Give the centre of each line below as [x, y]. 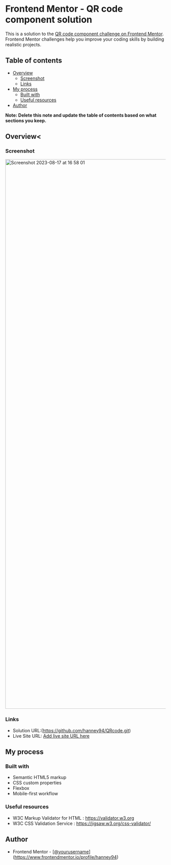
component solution [49, 20]
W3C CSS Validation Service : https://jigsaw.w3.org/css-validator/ [82, 823]
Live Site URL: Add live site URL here [51, 736]
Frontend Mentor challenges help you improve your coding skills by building [85, 39]
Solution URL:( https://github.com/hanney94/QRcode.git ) [72, 730]
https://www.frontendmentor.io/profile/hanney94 [66, 857]
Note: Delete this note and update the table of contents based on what [81, 115]
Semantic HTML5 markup [39, 777]
